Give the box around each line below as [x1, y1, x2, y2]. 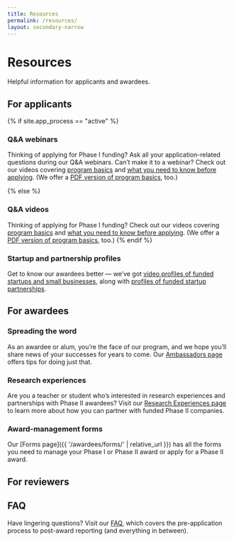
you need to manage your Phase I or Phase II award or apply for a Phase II [7, 448, 224, 456]
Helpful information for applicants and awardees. [7, 77, 150, 86]
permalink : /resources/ [7, 17, 78, 24]
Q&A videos [7, 205, 50, 215]
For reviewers [7, 475, 69, 487]
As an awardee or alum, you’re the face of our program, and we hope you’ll [7, 342, 227, 351]
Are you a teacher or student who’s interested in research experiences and [7, 391, 225, 400]
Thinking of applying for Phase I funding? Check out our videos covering [7, 220, 220, 229]
